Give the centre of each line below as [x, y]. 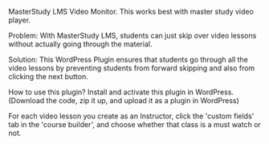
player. [19, 20]
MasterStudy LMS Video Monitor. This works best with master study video [131, 12]
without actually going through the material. [80, 44]
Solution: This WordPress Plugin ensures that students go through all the [128, 60]
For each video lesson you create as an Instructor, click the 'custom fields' [131, 116]
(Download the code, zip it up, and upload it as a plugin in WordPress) [124, 100]
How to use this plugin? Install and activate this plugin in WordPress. [121, 92]
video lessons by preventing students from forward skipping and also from [132, 68]
